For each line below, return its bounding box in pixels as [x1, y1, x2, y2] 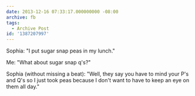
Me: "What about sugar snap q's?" [6, 59, 91, 66]
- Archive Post [11, 25, 49, 32]
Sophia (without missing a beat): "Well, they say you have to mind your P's [6, 70, 189, 78]
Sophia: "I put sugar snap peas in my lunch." [6, 47, 115, 54]
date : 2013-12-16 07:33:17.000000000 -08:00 [6, 8, 119, 15]
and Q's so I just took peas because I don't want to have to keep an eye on [6, 77, 190, 84]
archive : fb [6, 14, 36, 20]
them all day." [6, 83, 40, 90]
